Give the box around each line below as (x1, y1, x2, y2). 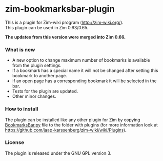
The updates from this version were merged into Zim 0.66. (5, 34, 126, 40)
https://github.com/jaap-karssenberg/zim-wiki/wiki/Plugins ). (5, 127, 127, 133)
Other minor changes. (12, 93, 56, 99)
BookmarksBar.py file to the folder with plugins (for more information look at (5, 122, 158, 127)
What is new (5, 46, 35, 53)
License (5, 139, 24, 146)
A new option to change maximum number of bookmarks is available (12, 57, 150, 63)
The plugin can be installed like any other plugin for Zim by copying (5, 117, 141, 123)
